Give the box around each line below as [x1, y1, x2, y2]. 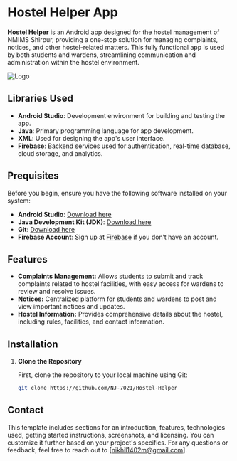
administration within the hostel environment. [7, 58, 140, 66]
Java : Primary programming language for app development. [17, 126, 194, 135]
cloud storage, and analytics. [17, 149, 103, 157]
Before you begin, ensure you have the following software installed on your [7, 189, 228, 197]
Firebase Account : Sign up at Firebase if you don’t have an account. [17, 233, 219, 241]
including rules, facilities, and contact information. [17, 317, 165, 326]
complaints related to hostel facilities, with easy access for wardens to [17, 280, 224, 288]
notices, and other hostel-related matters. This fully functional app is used [7, 43, 225, 51]
